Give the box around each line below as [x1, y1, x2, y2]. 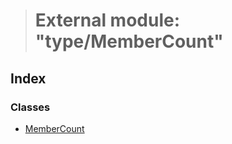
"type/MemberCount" [34, 30, 224, 53]
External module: [34, 9, 181, 32]
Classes [10, 100, 51, 114]
